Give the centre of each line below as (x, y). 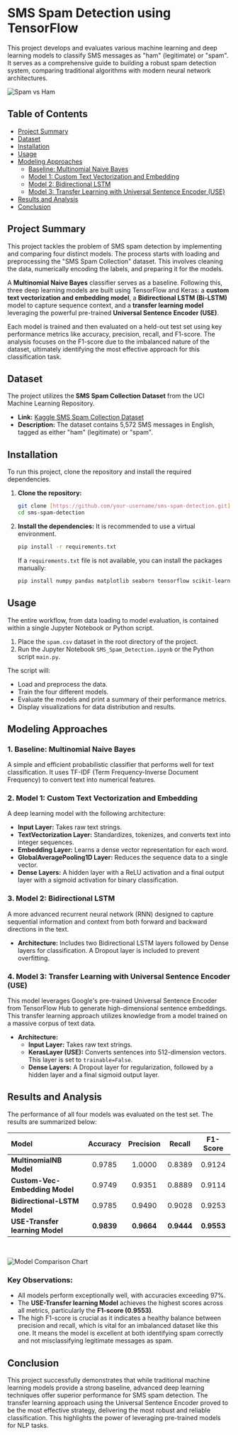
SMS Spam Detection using (89, 13)
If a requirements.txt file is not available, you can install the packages (120, 560)
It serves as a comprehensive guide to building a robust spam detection (112, 62)
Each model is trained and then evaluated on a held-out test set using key (115, 326)
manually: (32, 568)
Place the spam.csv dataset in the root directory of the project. (108, 641)
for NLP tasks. (28, 1425)
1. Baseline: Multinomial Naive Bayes (72, 749)
